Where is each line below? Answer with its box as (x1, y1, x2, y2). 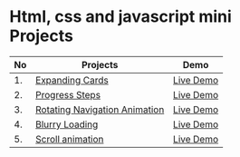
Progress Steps (35, 88, 101, 101)
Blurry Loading (35, 118, 99, 131)
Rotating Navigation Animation (35, 103, 165, 115)
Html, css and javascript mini (9, 6, 233, 27)
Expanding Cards (35, 74, 109, 86)
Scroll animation (35, 132, 104, 145)
